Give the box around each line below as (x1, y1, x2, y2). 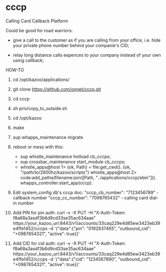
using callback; (12, 57, 44, 63)
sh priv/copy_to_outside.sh (12, 105, 67, 111)
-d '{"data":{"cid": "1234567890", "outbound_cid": (48, 256, 152, 262)
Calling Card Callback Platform (5, 18, 68, 24)
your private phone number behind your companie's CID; (12, 42, 129, 48)
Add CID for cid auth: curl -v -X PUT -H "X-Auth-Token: (12, 240, 126, 246)
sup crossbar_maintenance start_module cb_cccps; (20, 158, 126, 165)
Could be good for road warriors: (5, 27, 73, 33)
